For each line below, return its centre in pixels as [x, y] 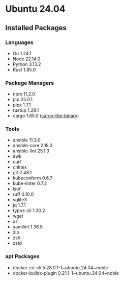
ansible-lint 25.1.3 [31, 151]
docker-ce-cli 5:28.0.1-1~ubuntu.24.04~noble [60, 267]
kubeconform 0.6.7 [33, 178]
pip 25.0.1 [23, 100]
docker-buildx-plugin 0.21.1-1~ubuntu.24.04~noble [66, 273]
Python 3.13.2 [27, 64]
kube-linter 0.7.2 [30, 183]
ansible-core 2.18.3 [33, 146]
